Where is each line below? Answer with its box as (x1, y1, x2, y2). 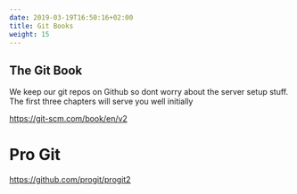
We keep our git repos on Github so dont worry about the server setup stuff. (9, 87, 289, 97)
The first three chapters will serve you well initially (9, 96, 194, 107)
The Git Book (9, 63, 83, 78)
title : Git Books (9, 21, 74, 30)
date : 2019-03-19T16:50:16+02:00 (9, 13, 134, 22)
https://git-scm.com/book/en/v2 (9, 114, 128, 124)
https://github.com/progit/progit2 (9, 174, 131, 185)
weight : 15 (9, 30, 50, 38)
